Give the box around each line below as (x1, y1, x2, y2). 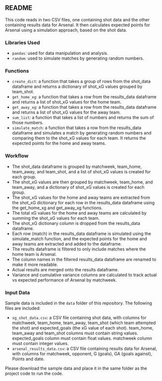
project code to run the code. (5, 371, 63, 376)
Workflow (5, 152, 29, 159)
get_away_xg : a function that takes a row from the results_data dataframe (12, 104, 157, 110)
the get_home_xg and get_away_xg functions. (12, 205, 103, 211)
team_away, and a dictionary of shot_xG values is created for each (12, 184, 145, 190)
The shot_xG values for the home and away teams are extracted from (12, 194, 150, 200)
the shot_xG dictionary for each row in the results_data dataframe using (12, 199, 155, 205)
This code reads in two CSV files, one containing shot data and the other (5, 17, 150, 22)
